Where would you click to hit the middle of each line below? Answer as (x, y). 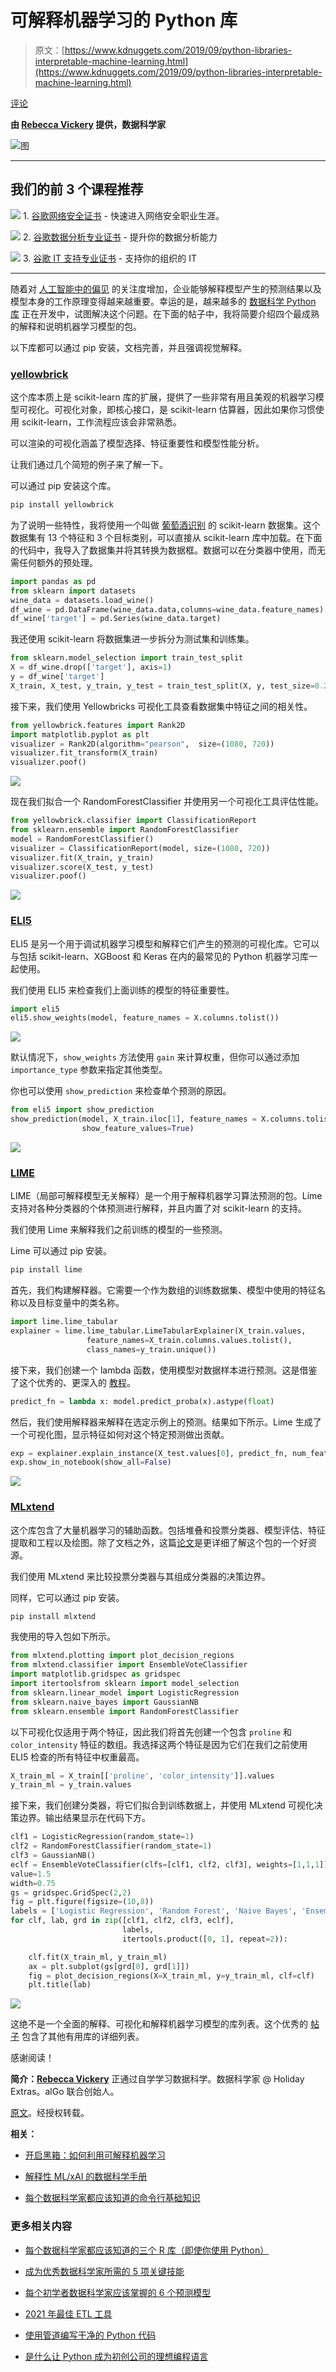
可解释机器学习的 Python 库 (124, 20)
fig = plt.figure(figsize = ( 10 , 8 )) (82, 1902)
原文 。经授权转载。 (50, 2113)
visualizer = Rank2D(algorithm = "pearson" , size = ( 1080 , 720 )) (142, 744)
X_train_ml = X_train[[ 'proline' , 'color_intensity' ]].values (142, 1776)
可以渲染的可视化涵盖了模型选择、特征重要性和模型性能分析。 (137, 443)
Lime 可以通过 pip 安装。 (61, 1251)
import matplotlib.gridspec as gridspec (96, 1674)
